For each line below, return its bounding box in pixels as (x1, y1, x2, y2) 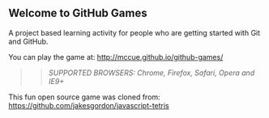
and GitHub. (8, 36, 49, 46)
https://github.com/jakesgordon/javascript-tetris (8, 100, 170, 110)
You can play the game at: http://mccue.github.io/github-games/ (8, 52, 224, 61)
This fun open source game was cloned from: (8, 92, 160, 102)
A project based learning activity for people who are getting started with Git (8, 27, 261, 37)
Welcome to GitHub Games (8, 6, 147, 20)
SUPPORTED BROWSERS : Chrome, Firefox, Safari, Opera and (48, 68, 255, 78)
